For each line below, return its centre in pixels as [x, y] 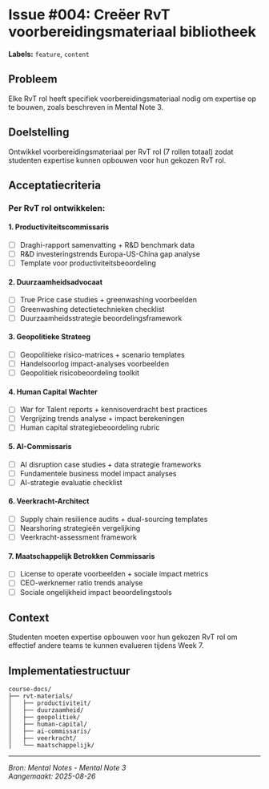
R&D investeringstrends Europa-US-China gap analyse [110, 254]
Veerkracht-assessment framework [78, 537]
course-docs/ [30, 690]
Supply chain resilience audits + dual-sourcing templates [114, 520]
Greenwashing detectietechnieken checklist [92, 309]
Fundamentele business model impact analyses [98, 473]
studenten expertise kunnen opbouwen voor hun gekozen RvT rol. [117, 160]
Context [29, 618]
